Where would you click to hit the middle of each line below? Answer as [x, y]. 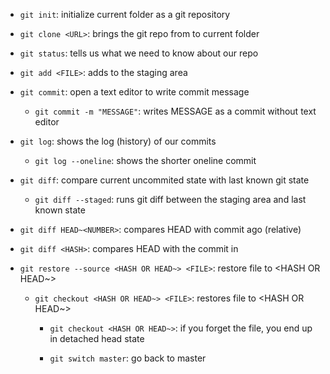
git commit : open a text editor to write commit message [134, 92]
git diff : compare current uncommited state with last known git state [164, 180]
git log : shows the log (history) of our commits [118, 141]
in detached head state [97, 338]
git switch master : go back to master [128, 358]
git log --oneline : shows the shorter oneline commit [145, 160]
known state [60, 210]
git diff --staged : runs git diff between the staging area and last [170, 199]
